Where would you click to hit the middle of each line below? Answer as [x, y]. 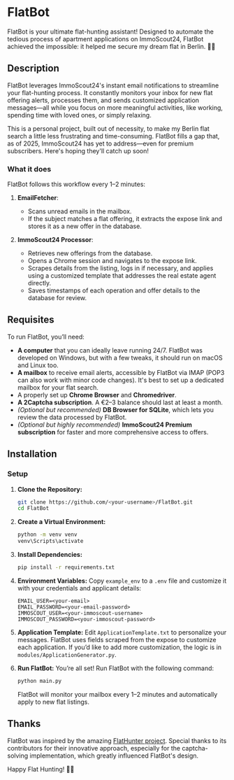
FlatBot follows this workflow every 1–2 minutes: [76, 184]
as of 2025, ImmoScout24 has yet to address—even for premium [101, 143]
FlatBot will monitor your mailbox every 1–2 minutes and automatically [117, 694]
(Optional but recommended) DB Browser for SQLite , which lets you [116, 409]
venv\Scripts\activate [50, 541]
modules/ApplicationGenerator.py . [67, 654]
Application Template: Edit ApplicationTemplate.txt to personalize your [122, 632]
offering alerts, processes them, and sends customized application [103, 100]
